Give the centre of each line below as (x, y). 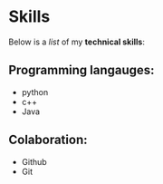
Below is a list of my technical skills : (77, 42)
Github (34, 161)
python (35, 92)
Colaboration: (48, 140)
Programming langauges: (81, 70)
